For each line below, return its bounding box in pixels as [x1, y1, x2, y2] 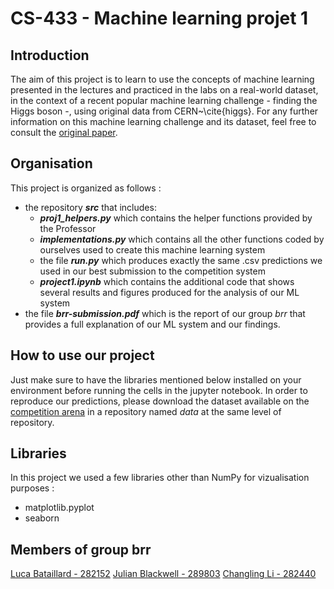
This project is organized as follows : [10, 182, 162, 194]
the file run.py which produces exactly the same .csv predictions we [39, 254, 323, 266]
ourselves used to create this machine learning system [39, 243, 266, 256]
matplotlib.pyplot [24, 502, 95, 514]
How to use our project [10, 347, 155, 364]
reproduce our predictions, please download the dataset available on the [10, 395, 310, 407]
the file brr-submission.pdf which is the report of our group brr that [24, 307, 306, 319]
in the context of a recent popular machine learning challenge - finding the [10, 95, 318, 106]
